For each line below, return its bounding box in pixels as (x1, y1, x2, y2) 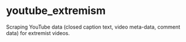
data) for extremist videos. (6, 29, 70, 36)
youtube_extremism (6, 4, 106, 17)
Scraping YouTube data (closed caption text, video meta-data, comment (6, 23, 181, 30)
